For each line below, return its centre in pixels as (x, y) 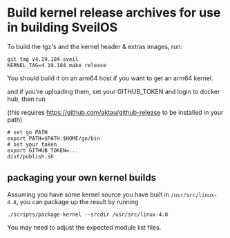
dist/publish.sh (30, 156)
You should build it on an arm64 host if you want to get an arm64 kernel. (110, 78)
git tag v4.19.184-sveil (43, 59)
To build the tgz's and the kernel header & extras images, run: (95, 46)
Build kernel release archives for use (114, 13)
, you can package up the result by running (77, 201)
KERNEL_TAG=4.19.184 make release (57, 65)
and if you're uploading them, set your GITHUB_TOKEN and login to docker (114, 91)
